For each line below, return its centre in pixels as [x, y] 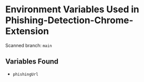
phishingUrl [25, 74]
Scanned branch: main [29, 45]
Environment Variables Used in [72, 9]
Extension [27, 31]
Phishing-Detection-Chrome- [69, 20]
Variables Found [32, 62]
